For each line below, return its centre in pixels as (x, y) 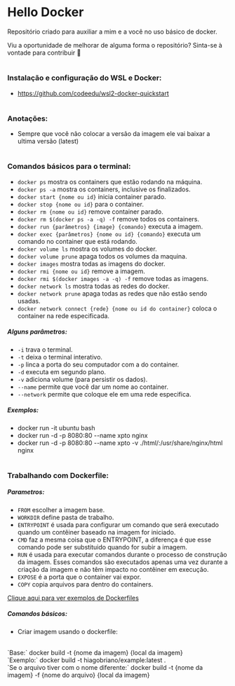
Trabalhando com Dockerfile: (58, 475)
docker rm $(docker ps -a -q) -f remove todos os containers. (108, 219)
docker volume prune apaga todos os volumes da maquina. (102, 256)
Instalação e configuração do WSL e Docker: (85, 78)
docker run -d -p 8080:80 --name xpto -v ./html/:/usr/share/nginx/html (120, 443)
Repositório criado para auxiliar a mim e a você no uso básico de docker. (112, 32)
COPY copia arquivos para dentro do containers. (85, 584)
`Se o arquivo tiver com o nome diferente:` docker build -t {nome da (105, 667)
